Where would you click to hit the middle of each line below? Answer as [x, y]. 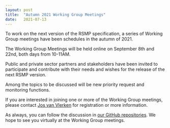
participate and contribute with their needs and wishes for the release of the [85, 69]
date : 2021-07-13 [26, 19]
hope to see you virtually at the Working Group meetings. [65, 120]
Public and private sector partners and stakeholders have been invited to [81, 64]
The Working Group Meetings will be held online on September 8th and [80, 49]
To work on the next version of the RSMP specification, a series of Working [84, 34]
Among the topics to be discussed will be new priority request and [75, 84]
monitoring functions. [28, 90]
